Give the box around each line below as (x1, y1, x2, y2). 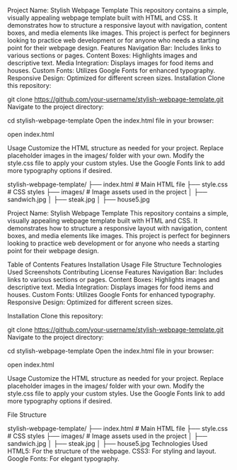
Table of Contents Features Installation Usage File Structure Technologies (7, 260, 222, 269)
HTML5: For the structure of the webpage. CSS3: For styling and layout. (7, 447, 217, 455)
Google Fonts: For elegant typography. (7, 454, 120, 463)
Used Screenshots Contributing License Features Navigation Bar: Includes (7, 268, 224, 276)
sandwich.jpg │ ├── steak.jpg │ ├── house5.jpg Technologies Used (7, 440, 208, 447)
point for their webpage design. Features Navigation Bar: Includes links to (7, 44, 221, 52)
